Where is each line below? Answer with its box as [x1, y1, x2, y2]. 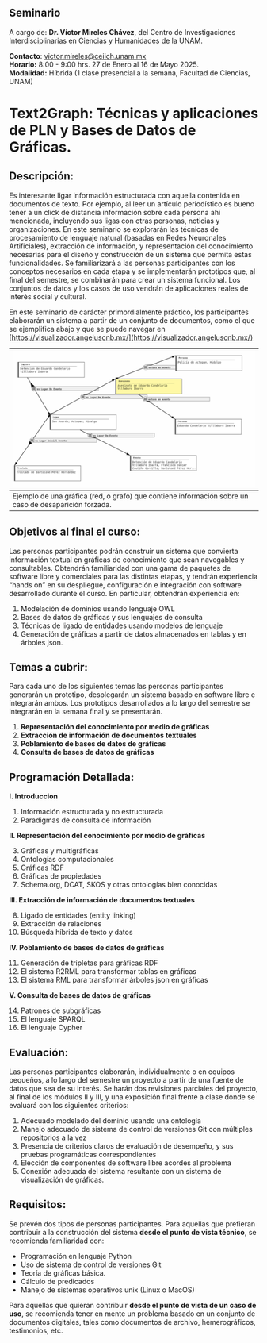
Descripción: [9, 170, 74, 183]
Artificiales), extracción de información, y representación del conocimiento [9, 241, 254, 251]
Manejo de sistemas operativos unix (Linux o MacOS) [20, 1285, 195, 1295]
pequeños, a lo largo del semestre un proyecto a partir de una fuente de [9, 1075, 244, 1084]
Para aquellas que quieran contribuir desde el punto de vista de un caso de [9, 1300, 257, 1310]
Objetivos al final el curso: [9, 525, 141, 539]
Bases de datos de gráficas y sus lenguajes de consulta [20, 612, 203, 621]
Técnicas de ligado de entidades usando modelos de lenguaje [20, 621, 223, 630]
